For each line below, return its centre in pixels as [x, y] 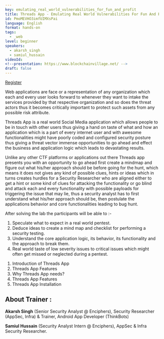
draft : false [18, 69]
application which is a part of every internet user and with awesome [73, 132]
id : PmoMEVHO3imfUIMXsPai [31, 19]
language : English [24, 23]
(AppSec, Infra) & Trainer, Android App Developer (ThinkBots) [67, 316]
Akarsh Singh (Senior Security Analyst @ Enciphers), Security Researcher [80, 311]
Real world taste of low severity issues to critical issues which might [81, 249]
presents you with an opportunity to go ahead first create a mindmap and [79, 162]
